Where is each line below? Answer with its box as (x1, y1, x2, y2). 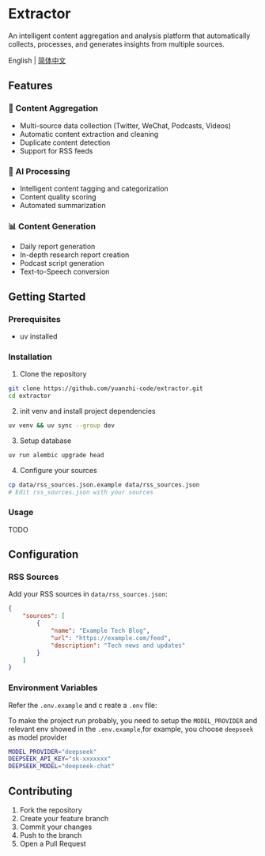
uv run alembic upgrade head (8, 451, 104, 459)
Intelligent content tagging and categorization (19, 184, 168, 193)
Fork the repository (19, 805, 83, 815)
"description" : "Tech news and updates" (50, 642, 186, 650)
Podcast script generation (19, 259, 104, 268)
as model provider (8, 733, 67, 742)
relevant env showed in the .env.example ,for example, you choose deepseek (8, 724, 254, 733)
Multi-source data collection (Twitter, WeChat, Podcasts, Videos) (19, 120, 232, 131)
